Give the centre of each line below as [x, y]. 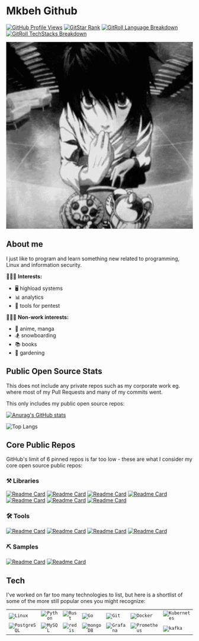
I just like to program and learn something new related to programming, [93, 259]
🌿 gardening [30, 353]
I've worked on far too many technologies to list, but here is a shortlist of [94, 595]
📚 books [26, 344]
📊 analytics [29, 297]
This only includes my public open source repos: [65, 403]
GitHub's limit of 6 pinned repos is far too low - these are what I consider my [99, 459]
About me [25, 244]
